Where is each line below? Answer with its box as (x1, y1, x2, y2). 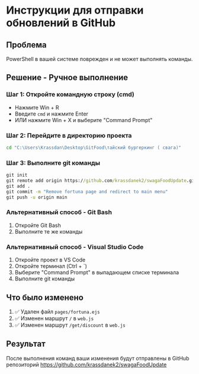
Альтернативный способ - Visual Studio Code (6, 242, 144, 251)
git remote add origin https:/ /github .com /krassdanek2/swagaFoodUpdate (6, 178, 187, 184)
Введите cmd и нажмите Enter (14, 110, 89, 117)
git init (6, 172, 28, 178)
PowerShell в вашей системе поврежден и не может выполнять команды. (6, 56, 193, 62)
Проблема (6, 40, 47, 50)
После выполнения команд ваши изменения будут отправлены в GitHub (6, 354, 190, 362)
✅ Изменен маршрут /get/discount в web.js (14, 321, 126, 328)
